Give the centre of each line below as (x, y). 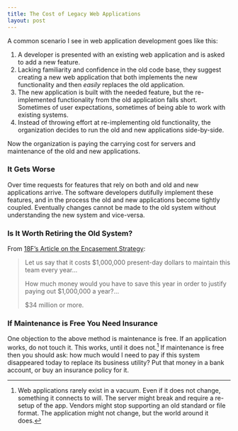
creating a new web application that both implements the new (108, 77)
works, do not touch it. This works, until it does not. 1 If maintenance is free (116, 347)
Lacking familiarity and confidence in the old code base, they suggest (119, 69)
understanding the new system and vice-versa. (76, 215)
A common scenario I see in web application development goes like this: (113, 40)
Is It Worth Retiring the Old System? (70, 233)
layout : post (27, 21)
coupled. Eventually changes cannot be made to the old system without (112, 207)
